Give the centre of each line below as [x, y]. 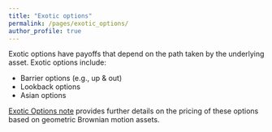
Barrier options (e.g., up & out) [71, 79]
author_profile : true [45, 31]
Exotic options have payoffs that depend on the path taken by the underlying [136, 54]
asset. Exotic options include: [58, 62]
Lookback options [50, 87]
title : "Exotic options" [50, 16]
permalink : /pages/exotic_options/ [69, 23]
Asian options [43, 96]
